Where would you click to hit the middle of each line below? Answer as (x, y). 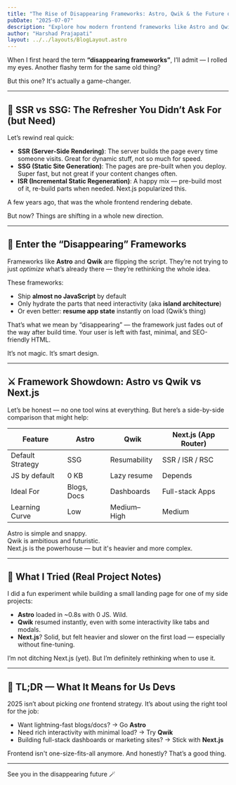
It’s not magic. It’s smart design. (53, 353)
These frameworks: (35, 283)
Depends (177, 475)
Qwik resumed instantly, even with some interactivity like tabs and (113, 622)
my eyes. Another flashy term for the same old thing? (84, 67)
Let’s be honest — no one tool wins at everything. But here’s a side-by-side (116, 410)
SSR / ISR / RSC (188, 460)
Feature (35, 439)
